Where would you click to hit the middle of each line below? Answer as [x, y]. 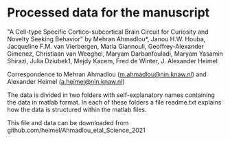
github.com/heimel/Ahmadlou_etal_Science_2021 [76, 130]
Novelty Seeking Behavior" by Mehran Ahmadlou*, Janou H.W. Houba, [106, 39]
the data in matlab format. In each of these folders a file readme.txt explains [114, 102]
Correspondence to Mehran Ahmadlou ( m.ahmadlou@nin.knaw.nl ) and [107, 74]
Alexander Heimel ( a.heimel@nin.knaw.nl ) [66, 81]
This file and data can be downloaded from [68, 122]
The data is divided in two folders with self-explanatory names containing [111, 95]
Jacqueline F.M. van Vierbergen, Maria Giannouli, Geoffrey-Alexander [106, 46]
